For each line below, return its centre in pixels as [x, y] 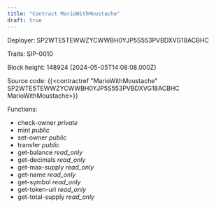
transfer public [38, 144]
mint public [34, 130]
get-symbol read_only [49, 181]
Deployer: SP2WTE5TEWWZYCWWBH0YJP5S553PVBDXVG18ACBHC [108, 40]
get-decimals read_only [51, 159]
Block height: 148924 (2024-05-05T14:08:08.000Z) [82, 67]
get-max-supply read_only [56, 167]
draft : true [24, 20]
